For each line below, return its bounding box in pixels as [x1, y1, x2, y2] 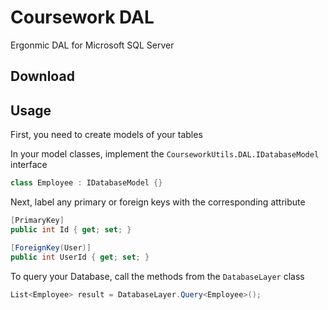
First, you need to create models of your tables [10, 129, 203, 141]
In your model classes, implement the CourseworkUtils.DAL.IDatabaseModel [10, 148, 320, 160]
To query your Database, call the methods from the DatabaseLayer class [10, 270, 305, 282]
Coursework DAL [10, 6, 155, 29]
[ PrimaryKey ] [10, 216, 65, 226]
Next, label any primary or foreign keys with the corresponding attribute [10, 196, 306, 208]
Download [10, 68, 75, 85]
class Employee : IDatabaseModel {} [10, 178, 163, 188]
